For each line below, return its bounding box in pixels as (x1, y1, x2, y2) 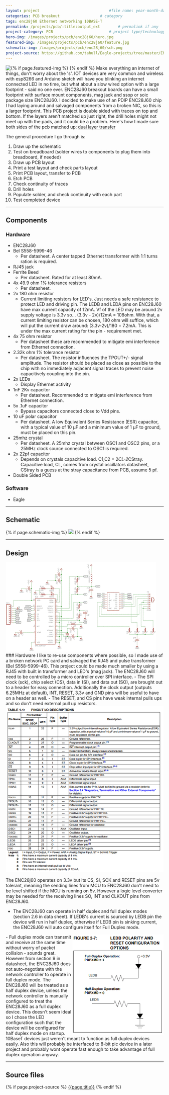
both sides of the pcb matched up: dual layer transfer (6, 124, 116, 130)
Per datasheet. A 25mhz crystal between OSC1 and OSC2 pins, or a (20, 440, 160, 446)
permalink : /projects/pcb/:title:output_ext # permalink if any (6, 24, 158, 29)
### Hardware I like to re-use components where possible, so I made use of (6, 652, 163, 658)
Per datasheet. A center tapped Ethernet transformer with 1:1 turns (20, 253, 158, 259)
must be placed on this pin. (20, 430, 77, 436)
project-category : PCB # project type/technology (6, 29, 165, 35)
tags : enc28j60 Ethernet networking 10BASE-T (6, 19, 102, 24)
